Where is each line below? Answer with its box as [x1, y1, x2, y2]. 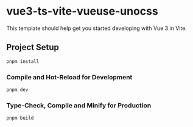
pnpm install [6, 58, 40, 65]
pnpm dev [6, 87, 29, 93]
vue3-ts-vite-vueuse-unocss [6, 4, 158, 18]
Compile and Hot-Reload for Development [6, 73, 133, 81]
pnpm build [6, 115, 34, 122]
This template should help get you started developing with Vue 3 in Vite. [6, 24, 188, 32]
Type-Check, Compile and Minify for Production [6, 101, 152, 109]
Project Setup [6, 42, 60, 53]
